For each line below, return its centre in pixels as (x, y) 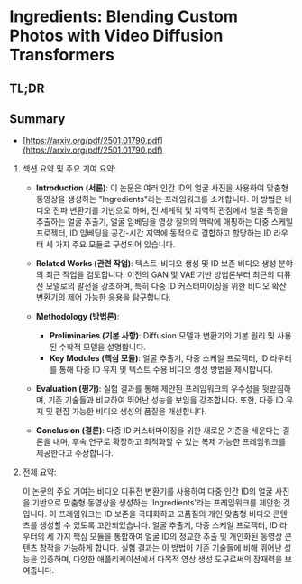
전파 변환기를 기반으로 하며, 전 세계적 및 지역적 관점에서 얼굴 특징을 (170, 210)
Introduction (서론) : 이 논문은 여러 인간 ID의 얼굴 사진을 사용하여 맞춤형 (162, 188)
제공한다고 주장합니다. (75, 453)
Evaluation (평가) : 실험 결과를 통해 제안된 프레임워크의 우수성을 (148, 389)
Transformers (62, 55)
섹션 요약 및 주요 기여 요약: (69, 169)
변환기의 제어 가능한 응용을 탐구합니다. (103, 297)
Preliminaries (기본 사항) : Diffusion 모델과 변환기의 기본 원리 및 (162, 336)
